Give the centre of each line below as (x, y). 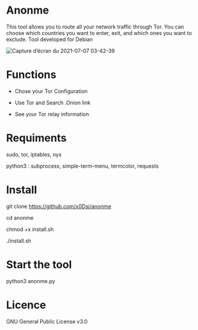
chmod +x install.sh (30, 229)
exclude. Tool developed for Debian (49, 39)
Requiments (36, 138)
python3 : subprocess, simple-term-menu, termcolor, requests (82, 166)
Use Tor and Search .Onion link (52, 102)
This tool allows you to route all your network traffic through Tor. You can (95, 27)
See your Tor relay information (52, 114)
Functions (31, 75)
